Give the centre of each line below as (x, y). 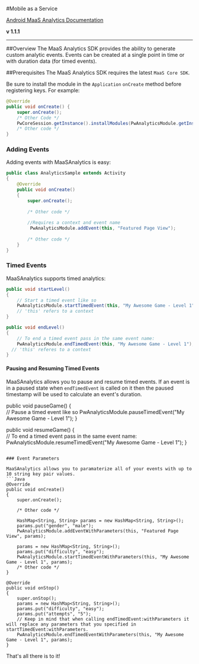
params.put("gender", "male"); (55, 526)
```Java (16, 479)
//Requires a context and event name (74, 223)
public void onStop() (33, 588)
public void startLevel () (38, 289)
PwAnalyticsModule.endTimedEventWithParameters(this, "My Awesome (100, 634)
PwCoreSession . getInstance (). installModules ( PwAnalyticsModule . (98, 123)
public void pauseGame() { (39, 406)
